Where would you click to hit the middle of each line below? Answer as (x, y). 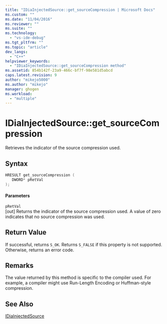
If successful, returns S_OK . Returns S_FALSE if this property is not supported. (84, 244)
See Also (19, 304)
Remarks (19, 266)
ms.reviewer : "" (22, 24)
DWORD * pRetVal (27, 180)
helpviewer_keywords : (28, 61)
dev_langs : (16, 52)
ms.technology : (21, 33)
